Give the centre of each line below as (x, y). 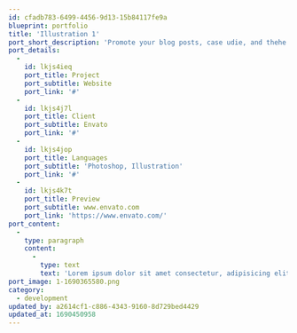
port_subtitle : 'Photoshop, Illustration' (104, 166)
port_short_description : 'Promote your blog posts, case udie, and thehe (148, 42)
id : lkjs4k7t (48, 191)
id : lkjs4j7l (48, 108)
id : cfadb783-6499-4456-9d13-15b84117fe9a (88, 17)
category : (27, 289)
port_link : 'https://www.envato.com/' (96, 215)
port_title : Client (60, 116)
